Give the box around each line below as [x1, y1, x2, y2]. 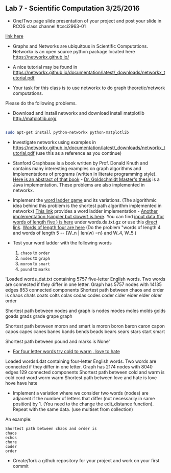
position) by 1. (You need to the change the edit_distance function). [12, 401, 154, 407]
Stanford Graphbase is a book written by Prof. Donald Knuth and [12, 160, 148, 166]
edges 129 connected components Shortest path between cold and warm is [5, 369, 165, 375]
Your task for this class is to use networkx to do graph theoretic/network [12, 85, 165, 91]
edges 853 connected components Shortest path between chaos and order [5, 286, 164, 293]
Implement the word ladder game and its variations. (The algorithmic [12, 197, 157, 203]
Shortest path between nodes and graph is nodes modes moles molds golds [5, 307, 166, 314]
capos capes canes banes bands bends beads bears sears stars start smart [5, 328, 165, 335]
